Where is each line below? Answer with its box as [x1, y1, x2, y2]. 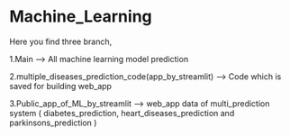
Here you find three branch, [9, 36, 113, 47]
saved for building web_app [9, 80, 113, 91]
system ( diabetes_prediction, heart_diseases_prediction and [9, 107, 235, 118]
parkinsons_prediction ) [9, 117, 97, 128]
